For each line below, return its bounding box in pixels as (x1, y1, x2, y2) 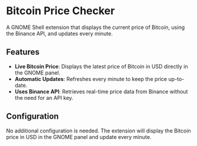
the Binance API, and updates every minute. (6, 30, 113, 37)
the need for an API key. (14, 94, 74, 101)
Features (6, 47, 40, 57)
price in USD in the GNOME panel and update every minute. (6, 133, 152, 140)
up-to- (168, 75, 185, 82)
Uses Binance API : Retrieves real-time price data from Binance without (14, 87, 188, 95)
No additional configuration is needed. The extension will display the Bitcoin (6, 127, 191, 134)
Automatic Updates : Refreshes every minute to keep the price (14, 75, 167, 82)
